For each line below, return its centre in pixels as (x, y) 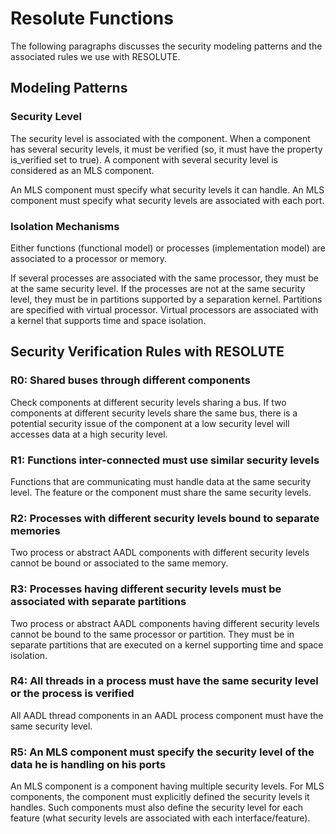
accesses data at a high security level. (89, 434)
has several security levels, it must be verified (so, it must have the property (166, 149)
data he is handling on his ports (88, 764)
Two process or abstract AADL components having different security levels (165, 623)
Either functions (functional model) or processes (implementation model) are (168, 248)
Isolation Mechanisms (65, 226)
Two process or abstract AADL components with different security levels (160, 553)
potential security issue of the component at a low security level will (150, 423)
